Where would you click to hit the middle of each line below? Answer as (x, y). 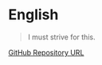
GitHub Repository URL (46, 52)
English (33, 15)
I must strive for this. (61, 37)
